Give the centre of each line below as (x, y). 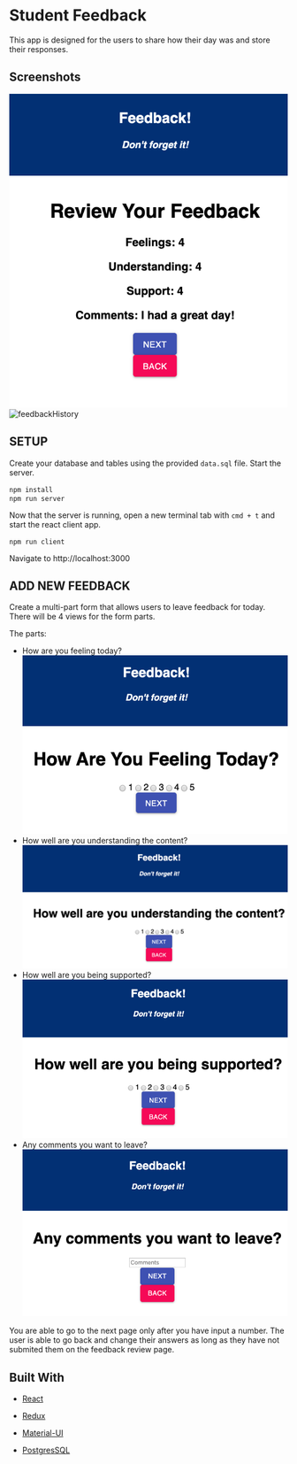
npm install (31, 489)
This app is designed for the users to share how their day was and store (140, 40)
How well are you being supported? (87, 975)
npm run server (37, 498)
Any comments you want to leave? (84, 1144)
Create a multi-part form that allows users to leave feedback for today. (137, 607)
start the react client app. (55, 524)
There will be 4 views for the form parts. (82, 617)
